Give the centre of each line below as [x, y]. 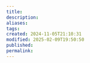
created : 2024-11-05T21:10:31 [44, 34]
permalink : [20, 51]
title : [14, 12]
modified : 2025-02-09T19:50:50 [45, 40]
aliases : [17, 23]
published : [20, 46]
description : [22, 17]
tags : [13, 28]
